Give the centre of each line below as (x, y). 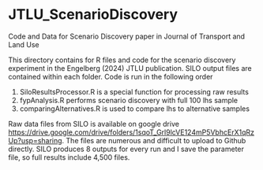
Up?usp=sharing (35, 140)
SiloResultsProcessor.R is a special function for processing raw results (134, 91)
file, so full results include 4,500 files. (69, 157)
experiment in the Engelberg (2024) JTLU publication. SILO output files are (130, 68)
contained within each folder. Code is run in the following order (111, 76)
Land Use (24, 44)
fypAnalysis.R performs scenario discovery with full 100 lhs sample (129, 100)
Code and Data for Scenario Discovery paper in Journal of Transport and (127, 36)
